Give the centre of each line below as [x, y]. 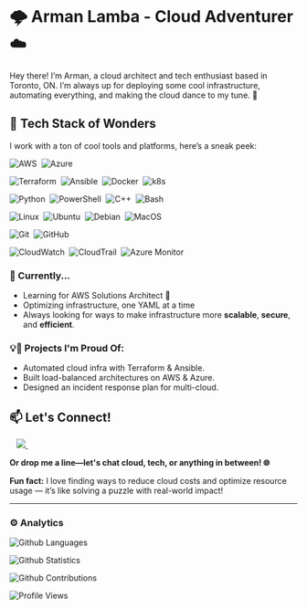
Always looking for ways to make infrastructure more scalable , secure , [156, 315]
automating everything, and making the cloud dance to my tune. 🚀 [134, 95]
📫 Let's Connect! [60, 417]
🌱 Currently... [40, 276]
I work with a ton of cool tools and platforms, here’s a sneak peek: [133, 145]
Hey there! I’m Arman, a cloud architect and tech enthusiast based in [138, 75]
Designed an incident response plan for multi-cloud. [121, 387]
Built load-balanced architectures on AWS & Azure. [118, 378]
